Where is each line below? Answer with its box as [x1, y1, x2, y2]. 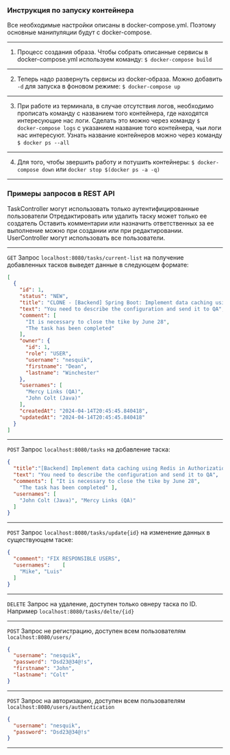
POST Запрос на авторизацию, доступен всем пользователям [7, 696, 186, 704]
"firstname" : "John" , [13, 665, 75, 672]
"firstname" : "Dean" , [25, 362, 88, 370]
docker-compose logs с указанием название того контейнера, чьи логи [16, 124, 222, 132]
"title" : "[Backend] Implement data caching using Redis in [13, 465, 186, 472]
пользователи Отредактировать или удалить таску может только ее [7, 212, 207, 220]
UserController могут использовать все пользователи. [7, 234, 166, 242]
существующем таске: [7, 536, 73, 544]
